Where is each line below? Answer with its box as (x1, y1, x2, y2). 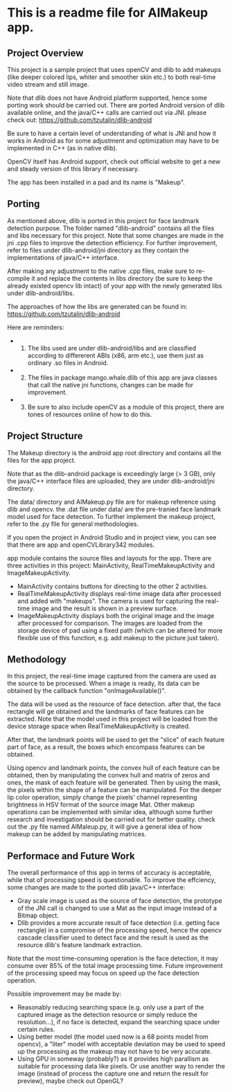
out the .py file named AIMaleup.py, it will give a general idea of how (7, 822, 202, 831)
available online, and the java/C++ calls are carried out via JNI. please (7, 109, 207, 116)
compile (7, 274, 30, 282)
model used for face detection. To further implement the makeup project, (7, 512, 216, 520)
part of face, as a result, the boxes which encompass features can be (7, 743, 206, 751)
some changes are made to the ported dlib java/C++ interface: (7, 883, 186, 892)
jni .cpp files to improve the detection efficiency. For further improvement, (7, 238, 218, 247)
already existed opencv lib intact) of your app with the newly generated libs (7, 281, 222, 290)
